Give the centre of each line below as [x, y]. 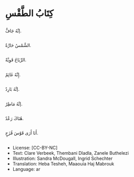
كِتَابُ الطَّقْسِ [30, 13]
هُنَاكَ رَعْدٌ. [14, 118]
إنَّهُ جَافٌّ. [13, 31]
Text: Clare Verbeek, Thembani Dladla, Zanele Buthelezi [71, 153]
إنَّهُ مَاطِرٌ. [14, 104]
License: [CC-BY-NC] [35, 147]
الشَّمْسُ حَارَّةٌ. [18, 45]
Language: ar [26, 169]
